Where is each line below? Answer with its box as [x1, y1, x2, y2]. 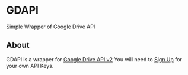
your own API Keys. [6, 62, 54, 69]
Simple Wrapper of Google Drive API [6, 23, 95, 30]
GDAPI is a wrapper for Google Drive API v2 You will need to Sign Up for [6, 56, 182, 63]
